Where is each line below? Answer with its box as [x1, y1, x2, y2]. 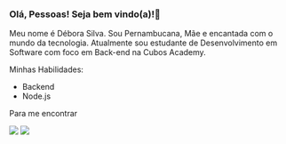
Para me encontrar [9, 108, 78, 119]
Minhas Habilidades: [9, 64, 84, 75]
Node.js [21, 91, 52, 101]
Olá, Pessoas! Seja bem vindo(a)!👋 [9, 8, 162, 20]
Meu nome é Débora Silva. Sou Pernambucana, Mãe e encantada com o [9, 28, 274, 39]
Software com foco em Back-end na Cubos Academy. [9, 47, 206, 58]
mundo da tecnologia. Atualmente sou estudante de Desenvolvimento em [9, 37, 278, 48]
